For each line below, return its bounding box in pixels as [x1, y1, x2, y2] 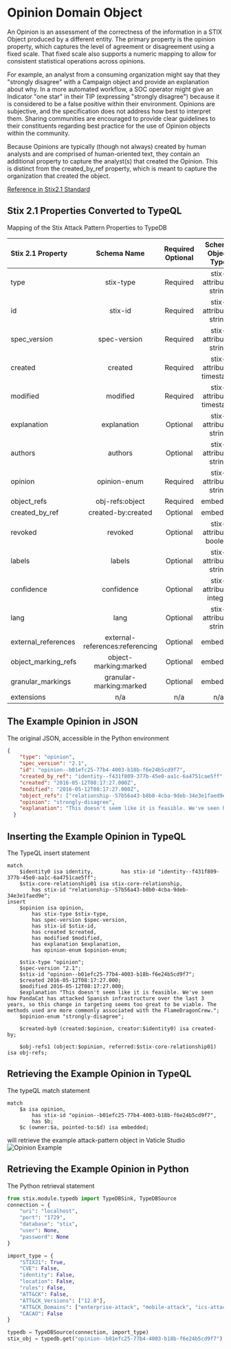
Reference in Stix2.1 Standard [7, 185, 91, 193]
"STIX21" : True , [19, 1259, 67, 1266]
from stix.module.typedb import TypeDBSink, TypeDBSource [7, 1195, 177, 1202]
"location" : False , [19, 1278, 76, 1285]
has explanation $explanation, [32, 941, 122, 947]
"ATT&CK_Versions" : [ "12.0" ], [19, 1297, 107, 1304]
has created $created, [32, 929, 97, 936]
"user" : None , [19, 1227, 60, 1234]
